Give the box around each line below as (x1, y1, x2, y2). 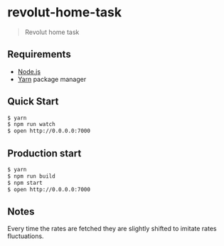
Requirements (7, 48, 71, 60)
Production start (7, 147, 82, 159)
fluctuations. (7, 232, 44, 240)
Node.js (17, 67, 41, 75)
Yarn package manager (17, 75, 87, 83)
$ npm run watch (7, 121, 55, 128)
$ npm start (7, 179, 43, 186)
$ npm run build (7, 172, 55, 180)
